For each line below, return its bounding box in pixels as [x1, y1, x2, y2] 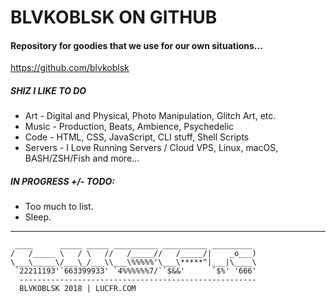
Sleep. [24, 211, 52, 223]
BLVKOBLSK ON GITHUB [10, 6, 218, 29]
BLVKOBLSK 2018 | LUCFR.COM [19, 284, 137, 294]
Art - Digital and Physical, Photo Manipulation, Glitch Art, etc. [24, 110, 277, 122]
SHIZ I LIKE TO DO [10, 84, 87, 96]
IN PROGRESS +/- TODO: [10, 175, 115, 187]
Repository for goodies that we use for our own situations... [10, 39, 263, 51]
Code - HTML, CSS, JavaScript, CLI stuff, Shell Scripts [24, 131, 250, 143]
